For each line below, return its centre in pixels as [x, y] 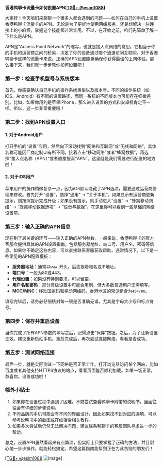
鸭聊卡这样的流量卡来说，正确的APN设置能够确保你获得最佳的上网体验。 [78, 59]
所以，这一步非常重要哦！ [39, 108]
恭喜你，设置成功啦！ [26, 376]
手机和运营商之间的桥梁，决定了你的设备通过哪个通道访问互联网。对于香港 [83, 53]
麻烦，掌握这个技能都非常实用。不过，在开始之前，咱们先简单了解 [88, 30]
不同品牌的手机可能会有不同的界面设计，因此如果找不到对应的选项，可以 [84, 413]
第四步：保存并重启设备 [32, 321]
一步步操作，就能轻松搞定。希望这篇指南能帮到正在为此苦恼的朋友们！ [83, 448]
